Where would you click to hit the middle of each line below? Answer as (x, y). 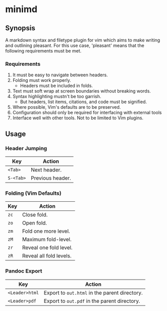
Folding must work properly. (42, 80)
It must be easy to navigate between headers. (60, 75)
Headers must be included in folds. (57, 86)
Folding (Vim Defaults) (33, 193)
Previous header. (51, 178)
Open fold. (34, 223)
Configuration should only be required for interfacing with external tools (87, 113)
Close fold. (35, 215)
